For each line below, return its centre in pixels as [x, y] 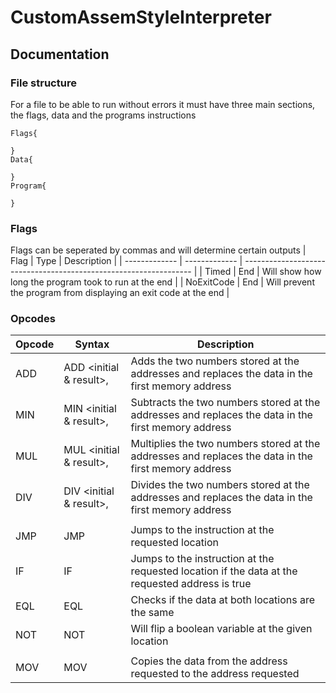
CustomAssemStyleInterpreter [141, 17]
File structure [43, 83]
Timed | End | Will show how [263, 272]
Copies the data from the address [209, 661]
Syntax [92, 344]
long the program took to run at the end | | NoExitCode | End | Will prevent [162, 282]
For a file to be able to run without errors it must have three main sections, [163, 104]
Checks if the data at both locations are [223, 600]
